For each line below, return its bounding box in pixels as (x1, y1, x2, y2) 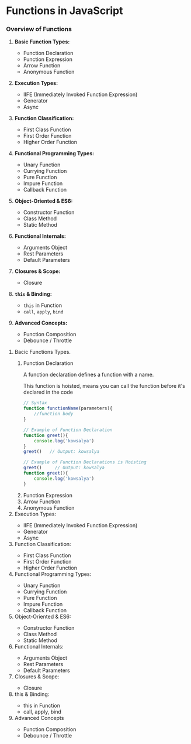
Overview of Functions (6, 25, 72, 33)
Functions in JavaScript (6, 4, 123, 18)
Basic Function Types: (14, 38, 70, 45)
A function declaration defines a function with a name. (23, 371, 154, 378)
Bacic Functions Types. (14, 349, 71, 356)
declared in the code (23, 388, 73, 396)
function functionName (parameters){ (23, 405, 113, 411)
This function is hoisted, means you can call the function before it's (23, 383, 186, 390)
